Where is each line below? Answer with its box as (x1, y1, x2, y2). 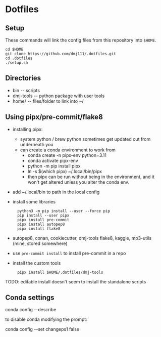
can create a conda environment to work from (20, 147, 116, 153)
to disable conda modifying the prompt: (5, 316, 87, 322)
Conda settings (5, 293, 55, 302)
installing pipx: (12, 126, 43, 132)
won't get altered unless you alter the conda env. (27, 179, 130, 185)
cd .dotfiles (5, 56, 33, 61)
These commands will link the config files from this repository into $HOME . (5, 37, 156, 43)
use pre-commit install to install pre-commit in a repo (12, 250, 126, 256)
